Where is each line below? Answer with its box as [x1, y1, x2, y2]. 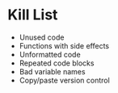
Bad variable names [19, 66, 86, 76]
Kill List [7, 6, 58, 24]
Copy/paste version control [19, 75, 110, 85]
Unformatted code [19, 49, 82, 59]
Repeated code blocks [19, 58, 95, 68]
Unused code [19, 32, 65, 42]
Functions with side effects [19, 40, 110, 50]
